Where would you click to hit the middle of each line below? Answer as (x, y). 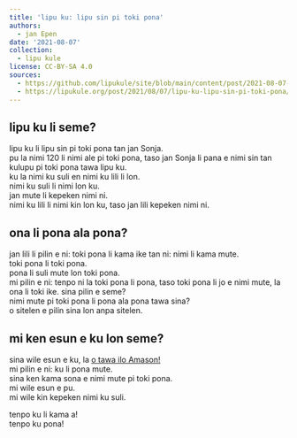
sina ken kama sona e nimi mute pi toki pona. (91, 378)
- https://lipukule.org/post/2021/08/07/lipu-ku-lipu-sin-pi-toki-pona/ (154, 91)
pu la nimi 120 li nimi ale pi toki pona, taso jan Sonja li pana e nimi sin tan (141, 158)
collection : (31, 50)
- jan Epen (37, 34)
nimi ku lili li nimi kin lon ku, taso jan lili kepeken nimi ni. (109, 205)
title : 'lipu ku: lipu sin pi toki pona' (87, 17)
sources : (25, 75)
